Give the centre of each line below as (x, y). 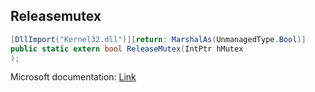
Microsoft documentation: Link (73, 77)
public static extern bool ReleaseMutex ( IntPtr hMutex (127, 49)
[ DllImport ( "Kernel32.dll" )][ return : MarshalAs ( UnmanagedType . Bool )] (158, 39)
